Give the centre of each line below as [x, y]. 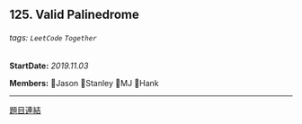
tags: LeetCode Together [53, 37]
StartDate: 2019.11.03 [49, 66]
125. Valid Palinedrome [74, 15]
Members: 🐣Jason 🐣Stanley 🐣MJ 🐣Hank [84, 83]
